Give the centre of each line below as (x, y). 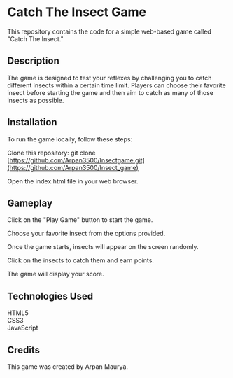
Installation (32, 122)
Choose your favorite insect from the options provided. (86, 233)
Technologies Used (50, 296)
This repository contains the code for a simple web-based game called (109, 31)
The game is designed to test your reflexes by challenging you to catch (110, 78)
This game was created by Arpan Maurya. (68, 367)
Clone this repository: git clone (51, 153)
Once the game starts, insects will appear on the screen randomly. (103, 247)
